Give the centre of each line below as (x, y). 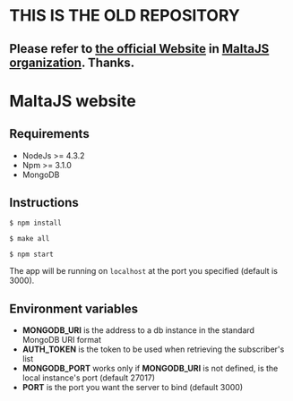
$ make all (30, 239)
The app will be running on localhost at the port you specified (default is (143, 271)
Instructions (44, 202)
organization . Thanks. (72, 62)
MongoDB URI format (61, 340)
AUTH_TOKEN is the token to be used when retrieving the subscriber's (153, 349)
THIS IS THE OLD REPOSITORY (125, 16)
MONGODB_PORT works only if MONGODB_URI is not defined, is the (150, 369)
